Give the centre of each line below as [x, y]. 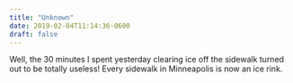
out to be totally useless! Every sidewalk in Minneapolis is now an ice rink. [146, 69]
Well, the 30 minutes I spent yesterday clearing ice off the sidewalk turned [147, 60]
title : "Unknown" [42, 17]
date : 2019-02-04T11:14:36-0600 [70, 26]
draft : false [34, 34]
